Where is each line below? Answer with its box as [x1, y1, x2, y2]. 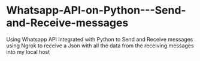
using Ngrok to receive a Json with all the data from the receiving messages [6, 42, 194, 49]
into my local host [6, 48, 50, 55]
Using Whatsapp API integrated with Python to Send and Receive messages [6, 36, 193, 43]
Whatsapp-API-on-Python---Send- [6, 4, 187, 17]
